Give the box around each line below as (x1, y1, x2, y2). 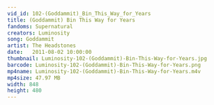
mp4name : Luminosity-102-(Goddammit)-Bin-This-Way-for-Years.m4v (7, 68, 201, 75)
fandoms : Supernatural (7, 23, 73, 30)
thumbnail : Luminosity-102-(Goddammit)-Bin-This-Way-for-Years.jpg (7, 55, 208, 62)
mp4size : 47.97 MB (7, 74, 61, 82)
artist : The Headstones (7, 42, 77, 49)
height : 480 (7, 87, 42, 94)
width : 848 (7, 81, 39, 88)
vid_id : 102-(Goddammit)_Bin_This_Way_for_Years (7, 10, 151, 17)
